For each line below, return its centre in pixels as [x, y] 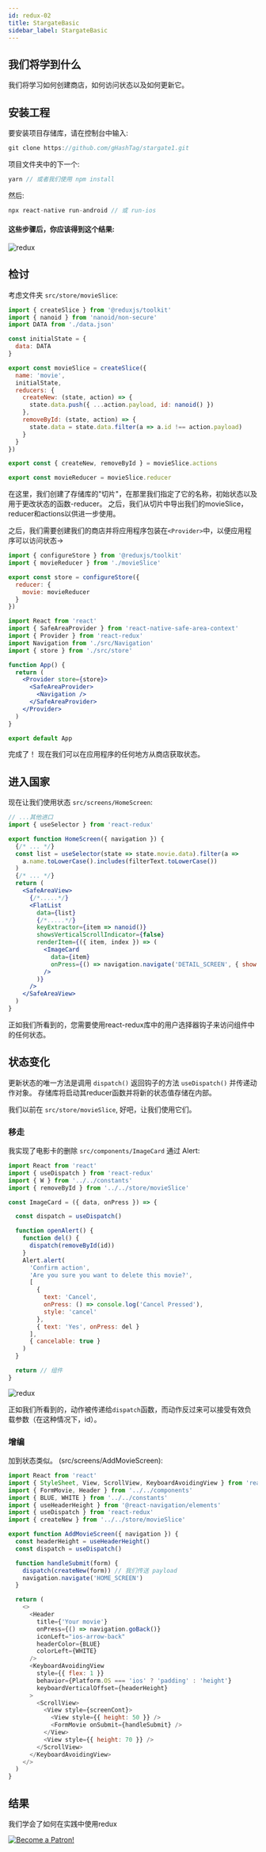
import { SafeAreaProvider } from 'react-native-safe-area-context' [123, 629]
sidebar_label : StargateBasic [58, 30]
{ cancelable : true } [65, 1341]
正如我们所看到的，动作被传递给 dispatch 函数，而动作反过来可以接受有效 [127, 1409]
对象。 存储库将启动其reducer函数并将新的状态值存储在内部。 [115, 1092]
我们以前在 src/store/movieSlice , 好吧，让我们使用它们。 [102, 1109]
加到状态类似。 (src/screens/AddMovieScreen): [86, 1461]
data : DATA [33, 347]
